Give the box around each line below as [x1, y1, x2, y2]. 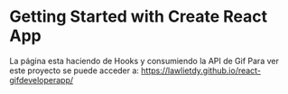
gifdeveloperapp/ [9, 74, 74, 85]
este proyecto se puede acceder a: [9, 65, 140, 76]
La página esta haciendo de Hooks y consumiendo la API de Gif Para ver [9, 55, 280, 66]
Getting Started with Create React [9, 6, 268, 27]
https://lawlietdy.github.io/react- [141, 65, 262, 76]
